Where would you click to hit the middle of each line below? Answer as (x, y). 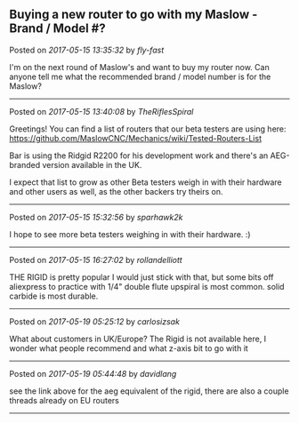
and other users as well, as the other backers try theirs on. (117, 191)
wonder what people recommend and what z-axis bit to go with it (129, 348)
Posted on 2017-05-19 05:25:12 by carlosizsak (95, 321)
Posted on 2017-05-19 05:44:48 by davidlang (93, 373)
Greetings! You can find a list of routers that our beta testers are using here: (148, 129)
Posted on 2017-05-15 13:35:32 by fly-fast (87, 50)
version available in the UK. (92, 164)
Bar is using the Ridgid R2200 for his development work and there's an (139, 156)
